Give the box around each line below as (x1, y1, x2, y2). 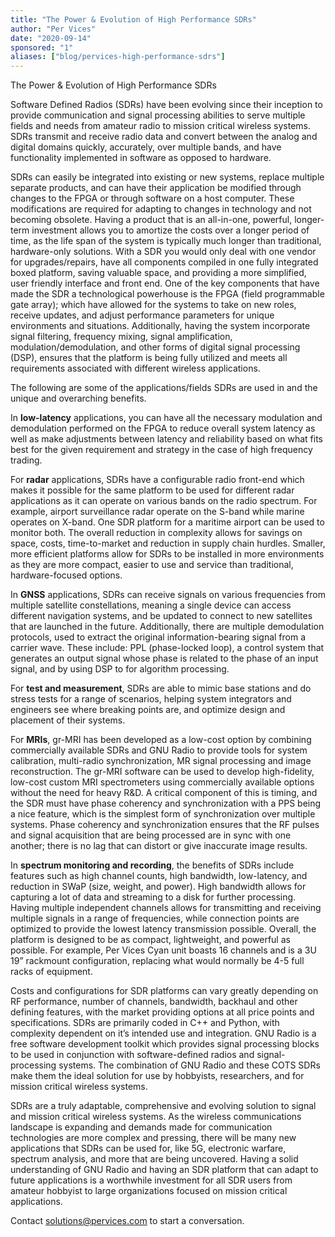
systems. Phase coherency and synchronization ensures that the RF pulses (10, 819, 320, 831)
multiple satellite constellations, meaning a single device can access (10, 599, 292, 611)
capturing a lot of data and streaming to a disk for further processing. (10, 891, 297, 903)
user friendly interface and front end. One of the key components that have (10, 277, 320, 290)
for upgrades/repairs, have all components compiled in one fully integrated (10, 256, 319, 268)
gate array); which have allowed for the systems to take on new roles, (10, 299, 297, 311)
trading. (10, 454, 43, 466)
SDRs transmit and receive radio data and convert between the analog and (10, 131, 318, 143)
